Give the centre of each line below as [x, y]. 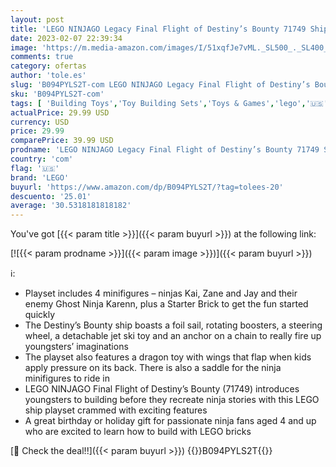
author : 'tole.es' [48, 76]
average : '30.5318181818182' [71, 206]
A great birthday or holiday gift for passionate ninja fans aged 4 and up [170, 421]
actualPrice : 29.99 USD [60, 112]
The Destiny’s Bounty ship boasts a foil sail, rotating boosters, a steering [173, 325]
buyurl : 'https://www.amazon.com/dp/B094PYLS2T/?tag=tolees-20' [147, 187]
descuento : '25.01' [51, 196]
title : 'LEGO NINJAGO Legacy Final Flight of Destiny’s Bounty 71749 [158, 29]
